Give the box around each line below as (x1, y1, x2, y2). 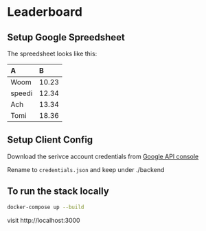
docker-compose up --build (7, 204, 84, 210)
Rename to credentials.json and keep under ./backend (7, 165, 165, 173)
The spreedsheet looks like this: (7, 49, 98, 58)
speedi (10, 88, 33, 98)
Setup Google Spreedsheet (7, 32, 126, 43)
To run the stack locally (7, 186, 110, 197)
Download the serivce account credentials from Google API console (7, 152, 199, 160)
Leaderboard (7, 4, 82, 20)
